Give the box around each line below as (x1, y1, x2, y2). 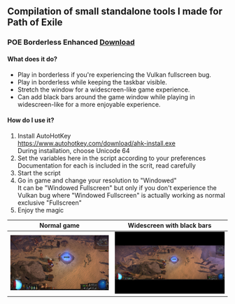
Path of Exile (7, 17, 63, 29)
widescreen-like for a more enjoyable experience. (17, 100, 161, 108)
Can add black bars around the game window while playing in (17, 92, 195, 101)
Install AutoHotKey (17, 131, 71, 140)
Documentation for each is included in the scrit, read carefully (17, 161, 196, 170)
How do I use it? (7, 116, 55, 124)
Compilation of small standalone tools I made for (7, 6, 222, 17)
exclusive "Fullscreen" (17, 198, 83, 207)
